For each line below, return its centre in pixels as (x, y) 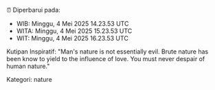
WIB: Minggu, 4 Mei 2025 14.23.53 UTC (72, 24)
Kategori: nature (29, 79)
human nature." (28, 66)
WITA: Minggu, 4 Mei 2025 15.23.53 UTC (74, 31)
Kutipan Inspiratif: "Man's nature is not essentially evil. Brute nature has (107, 52)
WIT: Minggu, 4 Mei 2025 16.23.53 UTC (72, 38)
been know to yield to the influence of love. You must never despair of (106, 59)
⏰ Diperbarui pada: (34, 10)
